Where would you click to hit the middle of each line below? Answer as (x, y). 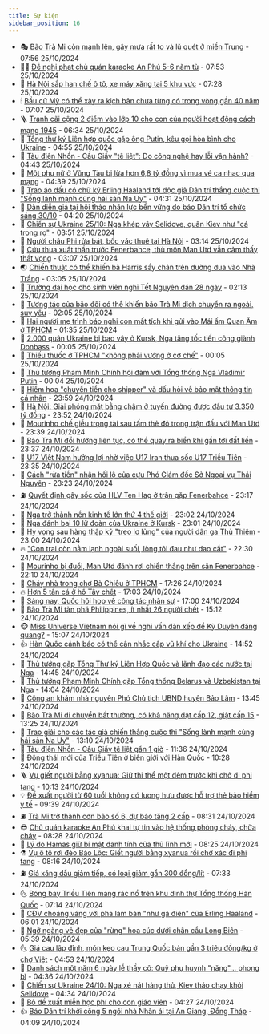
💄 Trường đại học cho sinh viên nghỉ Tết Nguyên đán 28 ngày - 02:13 (133, 287)
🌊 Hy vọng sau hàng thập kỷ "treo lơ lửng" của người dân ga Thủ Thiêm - (140, 531)
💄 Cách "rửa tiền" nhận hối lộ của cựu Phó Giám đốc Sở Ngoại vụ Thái (135, 475)
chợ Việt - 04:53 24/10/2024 (67, 959)
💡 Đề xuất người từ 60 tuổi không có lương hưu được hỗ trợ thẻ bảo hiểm (140, 795)
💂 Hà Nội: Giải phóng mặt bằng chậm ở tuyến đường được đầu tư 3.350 (137, 406)
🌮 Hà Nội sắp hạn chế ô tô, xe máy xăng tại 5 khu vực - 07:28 (121, 83)
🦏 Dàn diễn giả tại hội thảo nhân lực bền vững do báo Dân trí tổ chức (133, 207)
